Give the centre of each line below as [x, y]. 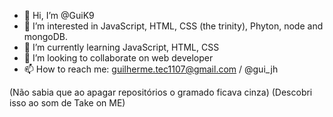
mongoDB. [46, 36]
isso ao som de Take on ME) [67, 103]
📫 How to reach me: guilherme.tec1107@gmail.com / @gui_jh [151, 69]
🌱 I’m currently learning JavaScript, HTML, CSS [121, 47]
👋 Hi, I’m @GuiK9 [59, 15]
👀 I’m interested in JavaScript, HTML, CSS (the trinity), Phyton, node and [173, 26]
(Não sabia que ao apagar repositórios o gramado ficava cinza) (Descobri [161, 92]
